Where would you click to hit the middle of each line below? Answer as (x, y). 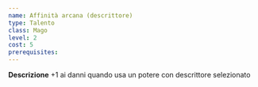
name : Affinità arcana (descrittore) (71, 15)
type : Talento (32, 23)
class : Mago (28, 30)
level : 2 (23, 38)
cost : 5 (21, 45)
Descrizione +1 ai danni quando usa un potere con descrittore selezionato (129, 75)
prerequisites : (33, 52)
